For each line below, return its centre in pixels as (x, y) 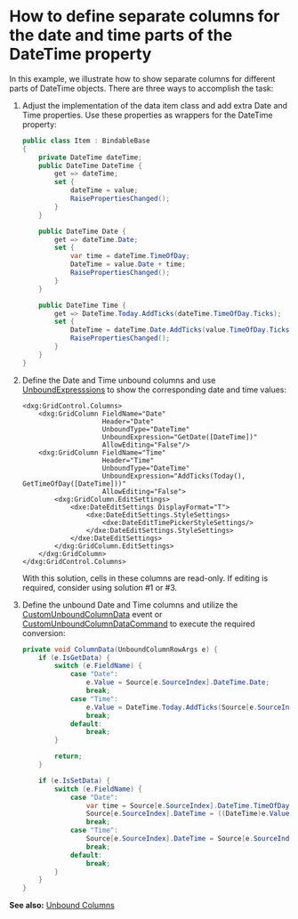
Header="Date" (128, 421)
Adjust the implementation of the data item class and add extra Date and (154, 105)
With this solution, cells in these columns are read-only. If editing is (145, 578)
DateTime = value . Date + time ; (128, 264)
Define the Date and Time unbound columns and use (119, 380)
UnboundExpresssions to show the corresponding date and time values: (154, 390)
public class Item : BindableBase (86, 141)
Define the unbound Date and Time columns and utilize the (130, 605)
